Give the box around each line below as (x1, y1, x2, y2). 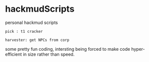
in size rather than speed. (23, 51, 75, 57)
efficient (5, 51, 22, 57)
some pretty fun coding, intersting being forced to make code (5, 46, 130, 52)
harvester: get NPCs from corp (5, 38, 70, 42)
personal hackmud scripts (5, 20, 58, 25)
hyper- (131, 46, 145, 52)
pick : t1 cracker (5, 29, 43, 34)
